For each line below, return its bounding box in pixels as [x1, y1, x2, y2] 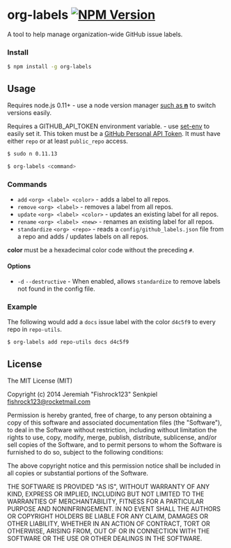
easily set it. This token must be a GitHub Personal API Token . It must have [7, 129, 221, 137]
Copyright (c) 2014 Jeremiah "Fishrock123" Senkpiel [7, 390, 158, 399]
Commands [7, 179, 47, 189]
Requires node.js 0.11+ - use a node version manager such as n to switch [7, 101, 216, 109]
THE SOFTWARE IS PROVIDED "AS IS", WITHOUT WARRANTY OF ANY [7, 482, 210, 491]
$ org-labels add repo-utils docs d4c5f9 [7, 339, 129, 346]
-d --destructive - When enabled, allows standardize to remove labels [17, 277, 221, 286]
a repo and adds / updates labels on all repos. [17, 232, 149, 241]
